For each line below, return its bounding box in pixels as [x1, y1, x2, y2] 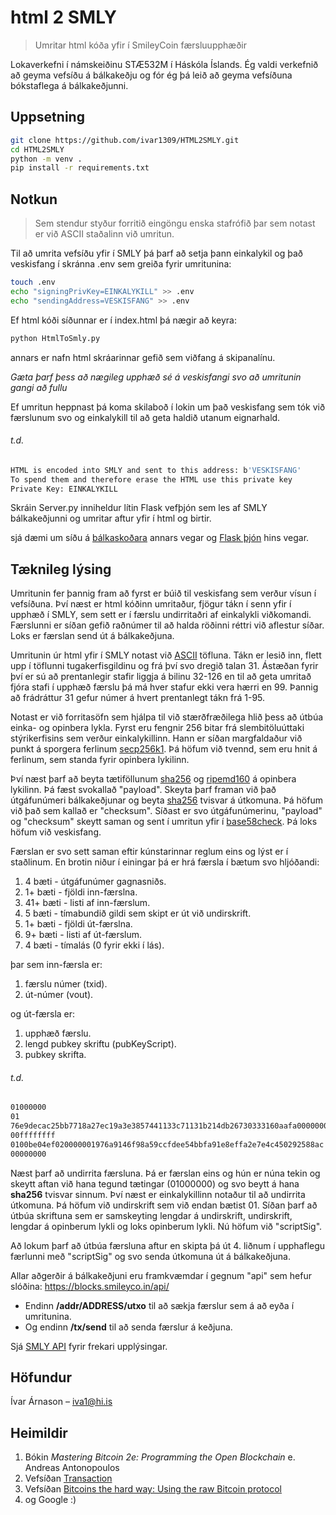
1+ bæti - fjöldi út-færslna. [24, 918, 133, 930]
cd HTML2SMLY [10, 144, 65, 155]
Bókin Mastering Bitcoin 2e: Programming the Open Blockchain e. [24, 1451, 296, 1463]
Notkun [10, 191, 58, 208]
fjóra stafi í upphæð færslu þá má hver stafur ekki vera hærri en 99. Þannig [10, 681, 319, 693]
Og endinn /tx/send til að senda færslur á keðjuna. [24, 1321, 233, 1333]
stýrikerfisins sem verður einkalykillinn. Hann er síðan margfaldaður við [10, 732, 303, 745]
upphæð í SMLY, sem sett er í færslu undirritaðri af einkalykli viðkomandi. [10, 609, 312, 621]
